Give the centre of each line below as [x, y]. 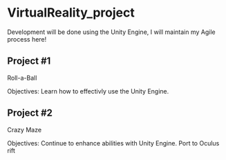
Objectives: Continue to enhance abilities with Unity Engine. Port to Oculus [113, 143]
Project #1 [29, 61]
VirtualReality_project [71, 13]
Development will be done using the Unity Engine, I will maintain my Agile [111, 32]
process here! [27, 39]
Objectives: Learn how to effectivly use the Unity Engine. [88, 91]
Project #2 [30, 113]
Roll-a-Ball [22, 78]
